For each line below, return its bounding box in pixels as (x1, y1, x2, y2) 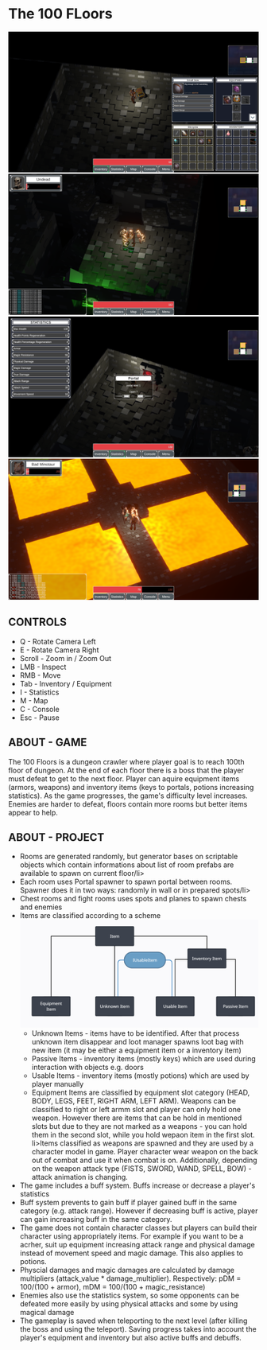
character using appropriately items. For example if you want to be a (19, 1231, 244, 1241)
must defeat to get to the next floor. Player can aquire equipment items (8, 773, 240, 784)
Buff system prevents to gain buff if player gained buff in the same (19, 1198, 237, 1208)
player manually (31, 1080, 84, 1089)
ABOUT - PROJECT (8, 831, 105, 844)
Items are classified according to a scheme (19, 911, 161, 920)
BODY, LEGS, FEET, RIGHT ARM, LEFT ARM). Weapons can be (31, 1096, 237, 1106)
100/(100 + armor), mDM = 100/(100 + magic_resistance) (19, 1282, 206, 1292)
